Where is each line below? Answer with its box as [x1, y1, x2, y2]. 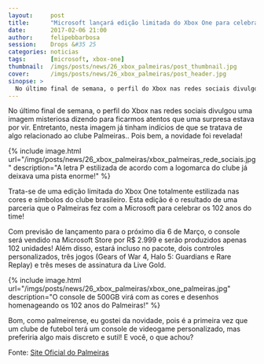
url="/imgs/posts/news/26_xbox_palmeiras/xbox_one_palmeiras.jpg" [8, 284, 231, 293]
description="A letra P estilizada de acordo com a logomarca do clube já [13, 163, 247, 173]
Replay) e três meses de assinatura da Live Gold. [8, 260, 167, 270]
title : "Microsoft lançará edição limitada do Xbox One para [8, 19, 230, 27]
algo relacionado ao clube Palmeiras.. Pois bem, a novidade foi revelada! [8, 131, 243, 141]
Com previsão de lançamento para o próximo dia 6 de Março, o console [8, 227, 240, 237]
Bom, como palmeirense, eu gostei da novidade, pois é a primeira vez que [8, 316, 248, 325]
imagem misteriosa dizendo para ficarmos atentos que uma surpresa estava [8, 115, 255, 124]
